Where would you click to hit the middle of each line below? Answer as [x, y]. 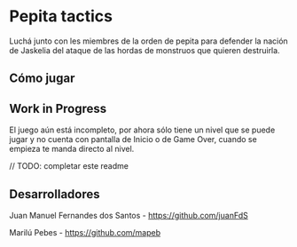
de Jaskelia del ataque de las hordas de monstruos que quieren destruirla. [145, 50]
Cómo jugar [42, 79]
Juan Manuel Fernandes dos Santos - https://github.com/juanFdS [129, 215]
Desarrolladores [55, 194]
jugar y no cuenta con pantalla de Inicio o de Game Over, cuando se [133, 139]
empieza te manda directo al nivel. [72, 149]
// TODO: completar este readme [69, 166]
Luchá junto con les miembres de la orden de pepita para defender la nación [148, 41]
